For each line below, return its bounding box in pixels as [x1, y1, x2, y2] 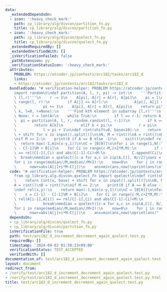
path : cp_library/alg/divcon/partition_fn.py [14, 21, 110, 26]
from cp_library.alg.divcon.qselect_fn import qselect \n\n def [14, 173, 146, 179]
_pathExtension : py [9, 58, 50, 63]
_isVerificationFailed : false [9, 53, 72, 59]
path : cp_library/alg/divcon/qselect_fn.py [14, 35, 106, 40]
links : [14, 76, 28, 81]
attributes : [9, 68, 35, 73]
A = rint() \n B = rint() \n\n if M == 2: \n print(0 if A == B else [14, 183, 157, 188]
